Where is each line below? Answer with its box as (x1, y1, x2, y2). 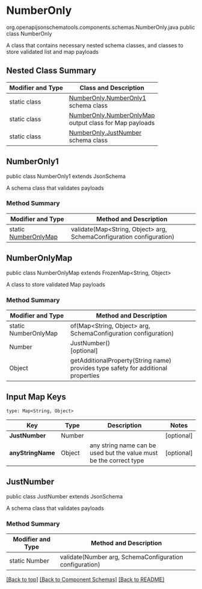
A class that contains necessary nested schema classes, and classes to (6, 42, 183, 49)
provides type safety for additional (70, 363, 167, 372)
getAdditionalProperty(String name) (70, 356, 172, 365)
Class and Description (79, 83, 144, 92)
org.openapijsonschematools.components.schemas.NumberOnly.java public (6, 24, 195, 31)
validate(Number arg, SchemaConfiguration (60, 553, 183, 561)
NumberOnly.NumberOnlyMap (69, 111, 155, 119)
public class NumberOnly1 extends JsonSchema (6, 173, 126, 180)
